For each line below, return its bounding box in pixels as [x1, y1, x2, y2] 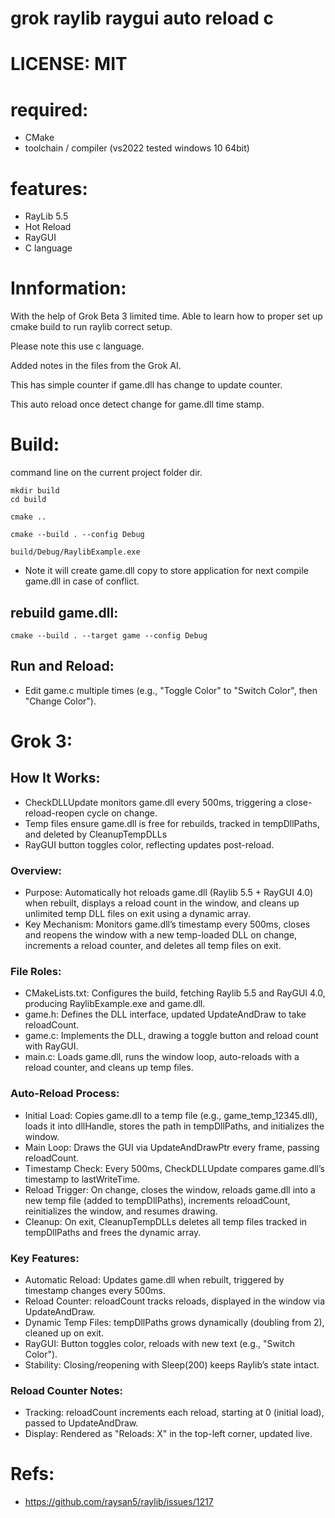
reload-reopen [24, 807, 85, 819]
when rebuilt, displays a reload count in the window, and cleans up [24, 897, 300, 909]
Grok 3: [10, 730, 73, 752]
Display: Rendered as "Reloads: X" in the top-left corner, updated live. [24, 1428, 313, 1440]
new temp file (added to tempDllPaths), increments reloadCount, [24, 1194, 291, 1206]
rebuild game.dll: [10, 604, 119, 621]
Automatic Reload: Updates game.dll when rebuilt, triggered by [24, 1273, 285, 1286]
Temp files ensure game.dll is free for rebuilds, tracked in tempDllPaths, [24, 817, 320, 829]
